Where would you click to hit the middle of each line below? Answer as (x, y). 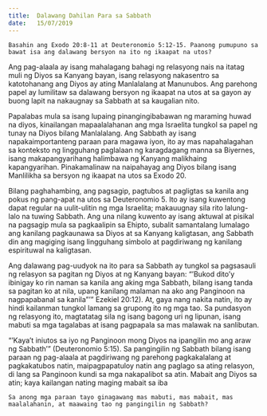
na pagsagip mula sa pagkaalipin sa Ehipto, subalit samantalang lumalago (129, 225)
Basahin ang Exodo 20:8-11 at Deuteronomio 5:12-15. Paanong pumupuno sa (133, 45)
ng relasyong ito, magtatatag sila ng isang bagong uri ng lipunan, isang (125, 316)
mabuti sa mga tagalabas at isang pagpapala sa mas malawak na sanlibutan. (134, 324)
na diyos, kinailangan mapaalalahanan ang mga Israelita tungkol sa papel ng (133, 124)
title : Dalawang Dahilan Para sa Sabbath (80, 16)
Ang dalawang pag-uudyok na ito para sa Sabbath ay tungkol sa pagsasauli (132, 265)
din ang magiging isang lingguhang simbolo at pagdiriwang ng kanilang (125, 241)
